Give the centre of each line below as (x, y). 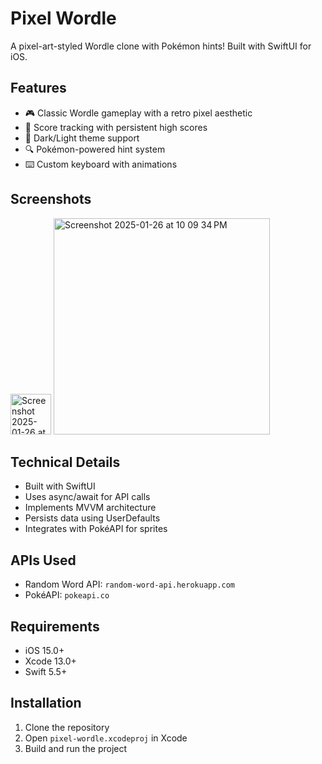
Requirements (55, 626)
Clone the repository (67, 727)
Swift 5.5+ (46, 671)
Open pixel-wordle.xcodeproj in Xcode (106, 738)
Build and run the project (76, 748)
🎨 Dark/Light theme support (82, 138)
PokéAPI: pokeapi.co (67, 595)
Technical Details (65, 462)
